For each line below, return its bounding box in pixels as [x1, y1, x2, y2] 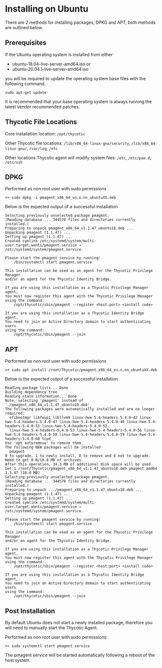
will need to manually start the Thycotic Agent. [5, 625, 98, 631]
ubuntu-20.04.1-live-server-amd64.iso [12, 66, 89, 72]
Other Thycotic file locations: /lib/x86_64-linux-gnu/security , [5, 140, 130, 146]
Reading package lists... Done [5, 385, 68, 390]
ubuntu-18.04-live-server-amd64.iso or [12, 61, 91, 67]
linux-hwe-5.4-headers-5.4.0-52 [42, 424, 108, 429]
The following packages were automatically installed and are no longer [5, 407, 155, 412]
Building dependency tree [5, 390, 57, 395]
